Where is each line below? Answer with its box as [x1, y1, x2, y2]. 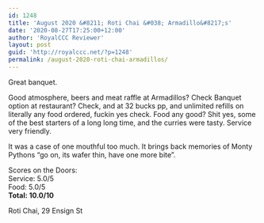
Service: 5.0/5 [8, 173, 54, 183]
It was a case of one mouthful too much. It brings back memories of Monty [8, 142, 253, 151]
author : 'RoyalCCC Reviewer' [8, 33, 105, 42]
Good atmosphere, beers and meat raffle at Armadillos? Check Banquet [8, 93, 242, 102]
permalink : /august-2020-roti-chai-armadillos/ [8, 56, 169, 64]
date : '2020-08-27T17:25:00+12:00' [8, 26, 126, 34]
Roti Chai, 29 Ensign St [8, 206, 83, 215]
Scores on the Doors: [8, 165, 78, 175]
